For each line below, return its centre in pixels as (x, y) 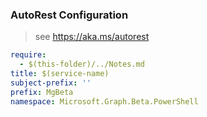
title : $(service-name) (60, 74)
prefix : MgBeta (42, 92)
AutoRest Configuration (69, 15)
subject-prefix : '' (51, 83)
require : (28, 55)
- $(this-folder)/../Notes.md (82, 64)
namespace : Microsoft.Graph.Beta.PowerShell (104, 101)
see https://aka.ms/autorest (92, 37)
